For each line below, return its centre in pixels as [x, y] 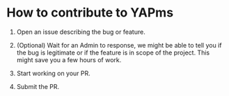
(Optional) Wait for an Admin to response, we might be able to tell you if [119, 45]
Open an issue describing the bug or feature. [81, 32]
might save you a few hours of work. [69, 59]
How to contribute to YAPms [90, 13]
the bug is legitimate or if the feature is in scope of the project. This [113, 52]
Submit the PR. [38, 86]
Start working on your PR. [54, 73]
